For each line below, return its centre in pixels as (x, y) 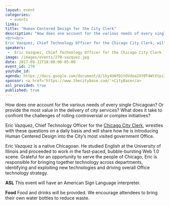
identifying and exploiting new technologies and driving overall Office (78, 167)
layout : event (20, 10)
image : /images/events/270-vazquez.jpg (47, 57)
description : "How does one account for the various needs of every (79, 33)
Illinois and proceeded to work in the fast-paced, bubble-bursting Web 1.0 (82, 151)
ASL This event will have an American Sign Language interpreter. (73, 183)
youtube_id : (18, 72)
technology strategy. (27, 173)
